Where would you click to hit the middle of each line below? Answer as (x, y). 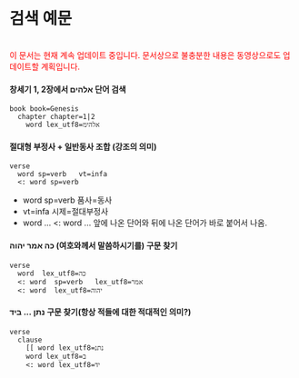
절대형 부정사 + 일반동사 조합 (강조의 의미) (83, 146)
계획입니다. (60, 66)
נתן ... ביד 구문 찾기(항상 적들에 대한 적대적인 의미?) (100, 312)
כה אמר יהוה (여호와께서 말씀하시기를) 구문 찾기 (94, 245)
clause (30, 340)
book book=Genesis (44, 109)
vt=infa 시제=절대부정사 (65, 212)
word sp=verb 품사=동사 (67, 200)
